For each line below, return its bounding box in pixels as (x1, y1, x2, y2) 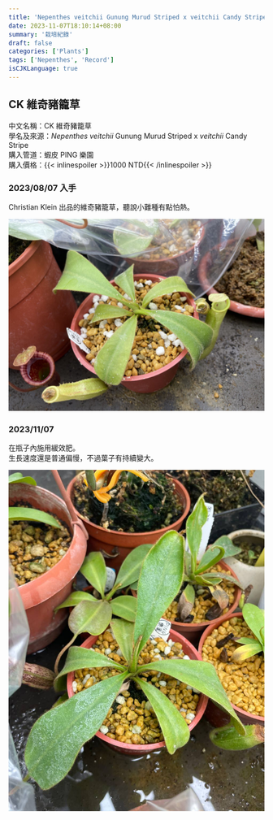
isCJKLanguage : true (8, 65, 79, 73)
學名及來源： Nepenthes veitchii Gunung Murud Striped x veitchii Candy (8, 131, 248, 141)
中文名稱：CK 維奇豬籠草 (8, 120, 92, 130)
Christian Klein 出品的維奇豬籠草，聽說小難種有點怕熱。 (8, 202, 195, 211)
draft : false (8, 39, 53, 47)
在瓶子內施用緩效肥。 (8, 443, 80, 453)
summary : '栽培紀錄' (8, 30, 73, 38)
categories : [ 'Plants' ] (8, 47, 89, 56)
